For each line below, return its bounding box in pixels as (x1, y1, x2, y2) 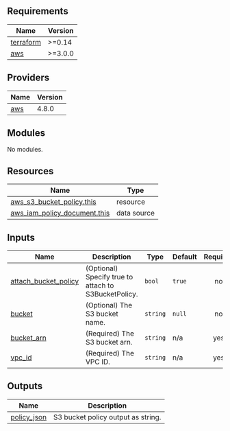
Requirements (7, 5, 68, 17)
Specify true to (85, 272, 133, 282)
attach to (85, 281, 114, 290)
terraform (10, 37, 42, 47)
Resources (7, 165, 54, 177)
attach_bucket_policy (10, 277, 79, 286)
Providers (7, 72, 50, 84)
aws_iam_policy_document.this (10, 209, 110, 218)
